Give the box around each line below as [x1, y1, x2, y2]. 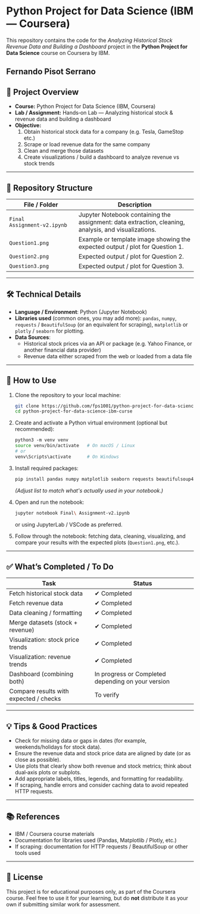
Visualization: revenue [9, 653, 71, 661]
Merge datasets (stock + [9, 618, 78, 627]
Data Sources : [14, 333, 51, 341]
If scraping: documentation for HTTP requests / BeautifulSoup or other [14, 843, 188, 850]
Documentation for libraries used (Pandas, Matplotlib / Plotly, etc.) [14, 837, 177, 844]
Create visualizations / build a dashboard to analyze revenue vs [23, 153, 180, 161]
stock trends [23, 160, 55, 167]
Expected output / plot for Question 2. [78, 252, 185, 260]
